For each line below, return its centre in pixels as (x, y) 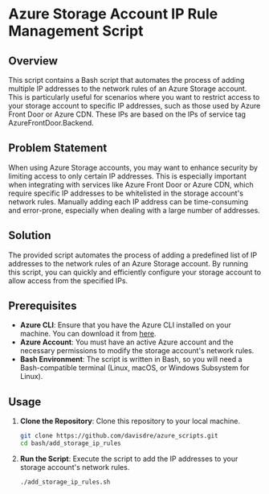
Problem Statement (58, 148)
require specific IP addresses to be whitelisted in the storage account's (126, 193)
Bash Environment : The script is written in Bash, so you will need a (131, 360)
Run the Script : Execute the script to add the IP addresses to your (129, 459)
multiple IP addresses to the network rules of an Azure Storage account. (128, 89)
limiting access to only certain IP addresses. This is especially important (127, 176)
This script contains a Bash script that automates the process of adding (126, 80)
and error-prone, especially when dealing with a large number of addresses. (134, 210)
